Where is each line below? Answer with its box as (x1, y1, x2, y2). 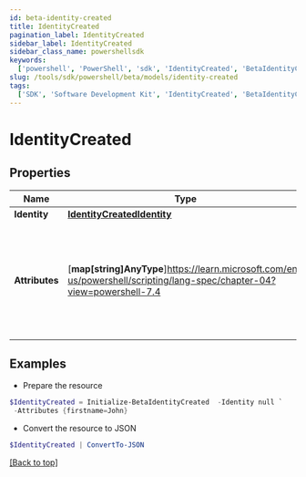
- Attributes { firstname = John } (13, 407, 128, 416)
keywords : (9, 56, 47, 65)
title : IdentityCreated (9, 22, 100, 31)
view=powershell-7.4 (67, 285, 161, 297)
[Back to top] (9, 457, 58, 468)
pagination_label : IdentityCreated (9, 30, 145, 39)
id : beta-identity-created (9, 13, 112, 23)
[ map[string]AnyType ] (67, 262, 168, 275)
